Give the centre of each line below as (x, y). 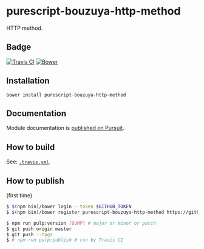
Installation (28, 81)
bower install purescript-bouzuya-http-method (66, 95)
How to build (31, 147)
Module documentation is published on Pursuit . (65, 128)
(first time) (19, 195)
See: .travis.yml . (29, 162)
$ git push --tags (29, 234)
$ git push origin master (39, 229)
